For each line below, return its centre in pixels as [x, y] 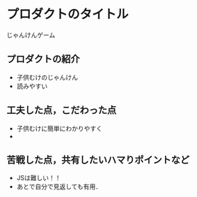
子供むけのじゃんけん [47, 77]
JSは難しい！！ [39, 178]
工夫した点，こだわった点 [61, 110]
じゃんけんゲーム [31, 35]
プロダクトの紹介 [43, 59]
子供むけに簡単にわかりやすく [59, 128]
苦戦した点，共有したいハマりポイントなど [98, 160]
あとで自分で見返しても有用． [59, 187]
